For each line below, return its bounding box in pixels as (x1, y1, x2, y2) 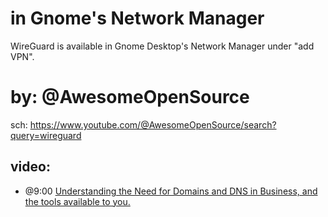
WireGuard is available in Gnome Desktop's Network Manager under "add (10, 40, 315, 52)
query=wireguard (10, 129, 82, 141)
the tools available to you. (24, 195, 131, 207)
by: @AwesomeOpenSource (10, 86, 250, 109)
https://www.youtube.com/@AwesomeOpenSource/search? (29, 118, 277, 131)
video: (10, 158, 51, 176)
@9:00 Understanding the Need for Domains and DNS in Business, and (24, 185, 318, 197)
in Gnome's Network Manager (10, 7, 265, 30)
